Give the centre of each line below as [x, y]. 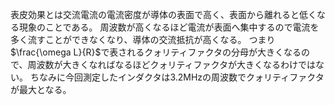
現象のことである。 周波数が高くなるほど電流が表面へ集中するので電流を [169, 27]
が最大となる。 [41, 89]
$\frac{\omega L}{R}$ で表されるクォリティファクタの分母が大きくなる [156, 52]
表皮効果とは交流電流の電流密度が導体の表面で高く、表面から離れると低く [163, 14]
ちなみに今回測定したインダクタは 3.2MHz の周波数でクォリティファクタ [177, 77]
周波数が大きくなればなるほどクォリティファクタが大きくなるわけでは [172, 64]
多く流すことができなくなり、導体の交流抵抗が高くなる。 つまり [143, 39]
